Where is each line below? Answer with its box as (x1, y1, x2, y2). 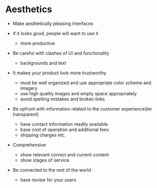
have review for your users (20, 177, 77, 183)
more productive (20, 40, 55, 46)
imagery (20, 85, 38, 91)
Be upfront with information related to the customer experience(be (12, 105, 152, 112)
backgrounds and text (20, 60, 67, 66)
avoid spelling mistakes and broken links (20, 96, 105, 102)
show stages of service (20, 157, 70, 163)
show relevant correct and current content (20, 151, 109, 157)
